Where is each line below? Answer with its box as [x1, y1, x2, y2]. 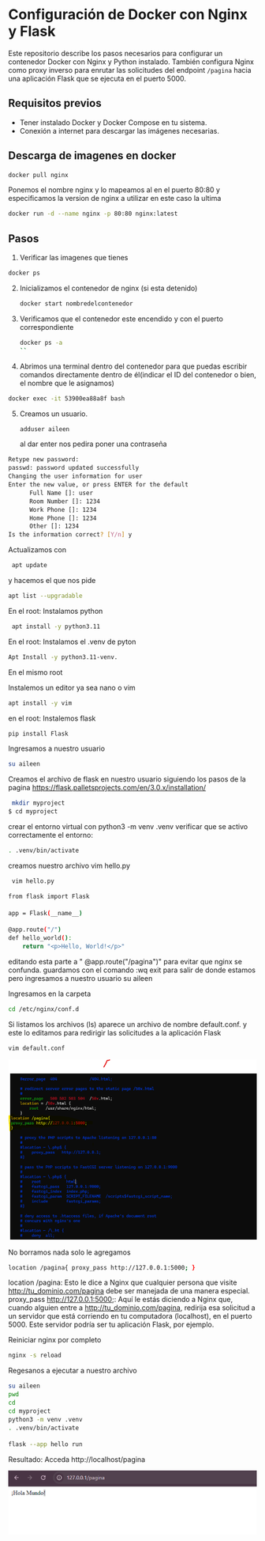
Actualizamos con [8, 545, 67, 555]
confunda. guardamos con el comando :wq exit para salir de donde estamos [8, 965, 256, 975]
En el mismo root [8, 667, 63, 677]
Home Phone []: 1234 [28, 514, 97, 522]
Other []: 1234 [28, 522, 80, 531]
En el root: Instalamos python [8, 606, 103, 615]
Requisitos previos [8, 97, 102, 110]
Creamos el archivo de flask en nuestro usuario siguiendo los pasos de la [8, 774, 246, 784]
